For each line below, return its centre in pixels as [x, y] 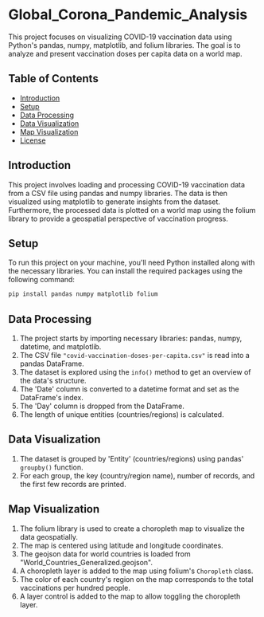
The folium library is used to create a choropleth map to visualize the [132, 529]
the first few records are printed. [73, 484]
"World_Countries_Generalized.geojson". [86, 562]
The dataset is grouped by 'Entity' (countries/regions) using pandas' [132, 458]
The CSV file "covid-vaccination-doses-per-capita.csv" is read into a [135, 356]
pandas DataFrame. [52, 364]
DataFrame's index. [51, 398]
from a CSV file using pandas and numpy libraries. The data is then [118, 193]
